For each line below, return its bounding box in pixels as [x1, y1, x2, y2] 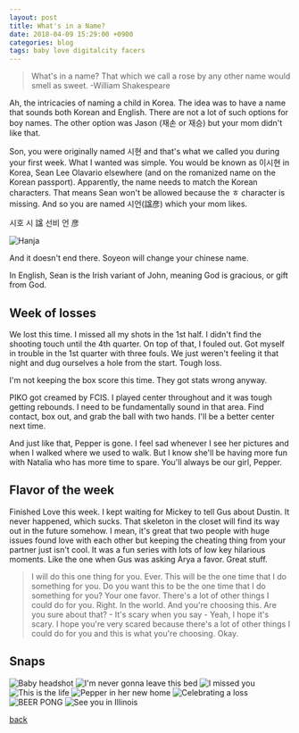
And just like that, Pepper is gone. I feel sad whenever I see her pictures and [9, 437, 290, 448]
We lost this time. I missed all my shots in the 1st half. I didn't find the [9, 329, 262, 339]
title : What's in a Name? [9, 21, 105, 30]
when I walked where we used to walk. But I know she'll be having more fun [9, 447, 288, 458]
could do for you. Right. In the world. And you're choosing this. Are [30, 599, 277, 610]
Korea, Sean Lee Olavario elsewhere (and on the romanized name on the [9, 167, 277, 179]
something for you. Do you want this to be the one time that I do [30, 580, 266, 591]
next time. [9, 421, 46, 431]
